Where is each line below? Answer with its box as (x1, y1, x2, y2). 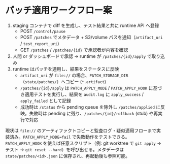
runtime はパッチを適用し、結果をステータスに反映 (12, 65, 119, 72)
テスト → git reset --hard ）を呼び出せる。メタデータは (5, 146, 124, 152)
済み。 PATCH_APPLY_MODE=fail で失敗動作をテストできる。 (9, 134, 130, 140)
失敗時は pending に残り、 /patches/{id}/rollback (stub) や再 (29, 110, 158, 116)
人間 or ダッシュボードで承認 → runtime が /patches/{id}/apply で (12, 53, 152, 59)
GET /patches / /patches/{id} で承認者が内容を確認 (20, 47, 128, 53)
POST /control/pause (20, 28, 66, 34)
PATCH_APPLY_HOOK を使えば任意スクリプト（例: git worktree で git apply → (5, 140, 161, 146)
